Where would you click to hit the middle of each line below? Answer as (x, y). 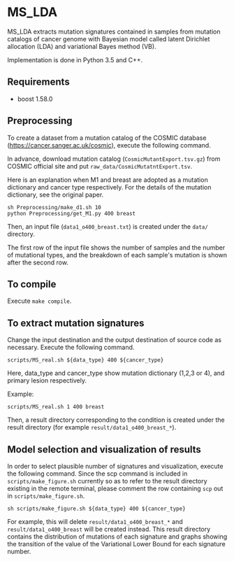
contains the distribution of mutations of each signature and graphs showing (117, 537)
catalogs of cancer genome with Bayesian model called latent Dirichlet (109, 38)
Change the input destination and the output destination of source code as (115, 340)
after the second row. (38, 262)
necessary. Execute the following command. (71, 348)
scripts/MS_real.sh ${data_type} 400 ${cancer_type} (86, 360)
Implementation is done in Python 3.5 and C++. (75, 59)
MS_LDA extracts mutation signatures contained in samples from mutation (114, 31)
